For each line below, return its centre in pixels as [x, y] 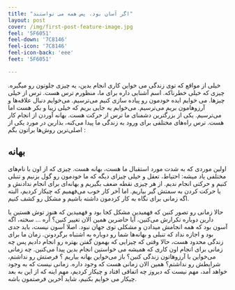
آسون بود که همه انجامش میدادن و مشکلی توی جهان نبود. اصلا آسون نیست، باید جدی [118, 226]
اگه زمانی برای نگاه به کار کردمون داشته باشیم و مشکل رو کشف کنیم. [99, 198]
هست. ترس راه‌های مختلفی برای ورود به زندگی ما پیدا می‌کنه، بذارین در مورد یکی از [116, 122]
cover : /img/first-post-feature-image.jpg [70, 27]
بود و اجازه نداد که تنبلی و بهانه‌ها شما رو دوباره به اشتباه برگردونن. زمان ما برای [111, 234]
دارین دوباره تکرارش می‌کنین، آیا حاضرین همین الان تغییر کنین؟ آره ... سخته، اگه [111, 219]
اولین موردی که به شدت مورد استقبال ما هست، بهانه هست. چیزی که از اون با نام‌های [117, 168]
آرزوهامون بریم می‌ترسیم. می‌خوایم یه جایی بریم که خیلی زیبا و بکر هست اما [106, 107]
